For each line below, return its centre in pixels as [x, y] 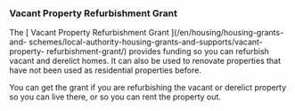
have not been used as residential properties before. [106, 70]
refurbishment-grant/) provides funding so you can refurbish [158, 52]
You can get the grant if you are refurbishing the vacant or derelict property [148, 88]
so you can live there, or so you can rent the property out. [115, 97]
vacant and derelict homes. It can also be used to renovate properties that [145, 61]
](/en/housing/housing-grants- [227, 33]
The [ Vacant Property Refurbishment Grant [89, 33]
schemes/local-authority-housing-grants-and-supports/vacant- [146, 42]
